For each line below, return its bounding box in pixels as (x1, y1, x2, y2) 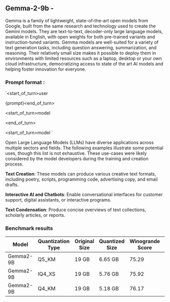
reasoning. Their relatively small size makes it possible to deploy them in (5, 50, 156, 56)
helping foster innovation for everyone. (5, 66, 87, 72)
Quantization (37, 238, 70, 245)
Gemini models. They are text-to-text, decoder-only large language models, (5, 28, 163, 35)
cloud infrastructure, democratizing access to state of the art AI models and (5, 60, 163, 66)
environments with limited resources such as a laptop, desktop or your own (5, 55, 162, 61)
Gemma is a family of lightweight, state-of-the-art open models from (5, 17, 148, 23)
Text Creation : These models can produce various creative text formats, (5, 171, 156, 177)
